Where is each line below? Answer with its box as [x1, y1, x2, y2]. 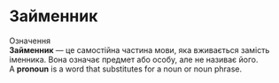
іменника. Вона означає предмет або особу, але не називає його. [9, 54, 259, 64]
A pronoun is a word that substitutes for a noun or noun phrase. [9, 64, 243, 74]
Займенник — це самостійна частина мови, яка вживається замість [9, 44, 270, 55]
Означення [9, 35, 51, 46]
